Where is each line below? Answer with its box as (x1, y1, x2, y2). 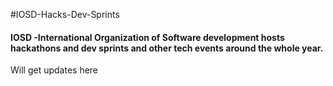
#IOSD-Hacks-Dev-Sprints (10, 9, 120, 20)
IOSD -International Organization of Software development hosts (10, 31, 285, 43)
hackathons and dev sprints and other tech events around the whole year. (10, 42, 324, 54)
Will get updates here (10, 64, 99, 76)
